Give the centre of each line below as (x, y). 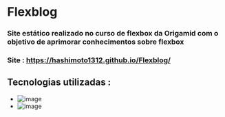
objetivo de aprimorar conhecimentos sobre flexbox (96, 42)
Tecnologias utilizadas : (59, 82)
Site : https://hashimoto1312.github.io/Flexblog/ (89, 60)
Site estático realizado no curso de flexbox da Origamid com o (113, 34)
